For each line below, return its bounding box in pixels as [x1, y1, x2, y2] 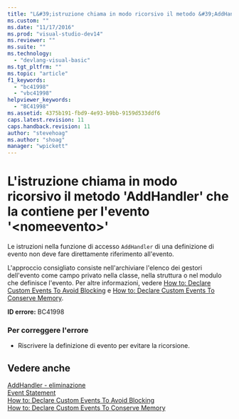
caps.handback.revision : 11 [7, 122, 91, 130]
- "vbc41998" [14, 90, 53, 97]
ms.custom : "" [7, 17, 50, 24]
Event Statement [7, 388, 56, 397]
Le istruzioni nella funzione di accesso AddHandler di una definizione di [7, 243, 215, 251]
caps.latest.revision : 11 [7, 116, 84, 123]
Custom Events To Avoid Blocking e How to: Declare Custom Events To [7, 286, 215, 295]
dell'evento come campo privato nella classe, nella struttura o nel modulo [7, 271, 222, 280]
